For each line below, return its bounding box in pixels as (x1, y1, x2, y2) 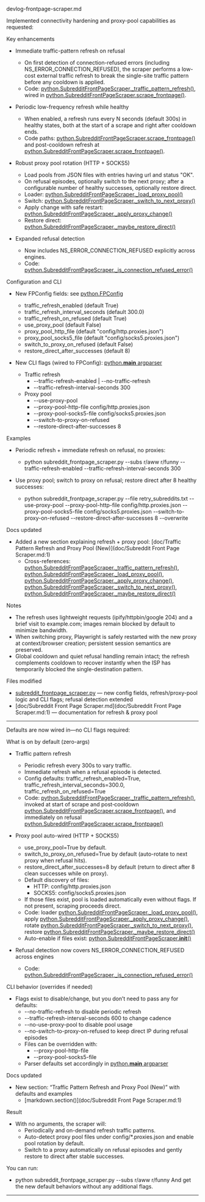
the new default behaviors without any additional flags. (15, 1183, 154, 1190)
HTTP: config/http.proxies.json (33, 883, 111, 890)
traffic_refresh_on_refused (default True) (24, 315, 127, 322)
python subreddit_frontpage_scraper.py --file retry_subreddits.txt (24, 495, 188, 502)
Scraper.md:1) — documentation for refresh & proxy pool (15, 708, 158, 716)
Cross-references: (24, 558, 71, 564)
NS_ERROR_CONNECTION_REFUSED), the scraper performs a (24, 65, 181, 73)
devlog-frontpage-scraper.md (6, 5, 82, 12)
